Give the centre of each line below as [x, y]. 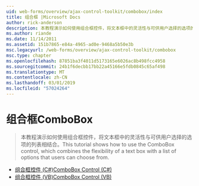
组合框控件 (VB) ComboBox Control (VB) [63, 177]
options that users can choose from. [65, 157]
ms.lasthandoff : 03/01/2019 [41, 83]
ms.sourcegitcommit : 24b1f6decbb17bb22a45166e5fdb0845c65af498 [86, 66]
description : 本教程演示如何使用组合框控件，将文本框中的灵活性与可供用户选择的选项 [98, 28]
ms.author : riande [29, 34]
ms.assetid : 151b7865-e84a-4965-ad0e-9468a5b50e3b [70, 45]
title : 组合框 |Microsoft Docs [44, 17]
